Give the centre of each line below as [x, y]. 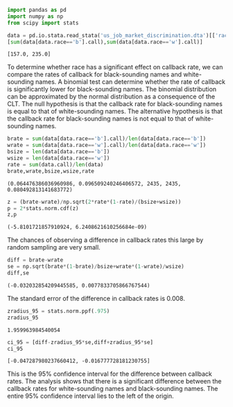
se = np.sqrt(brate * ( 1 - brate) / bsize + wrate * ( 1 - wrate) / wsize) [96, 267]
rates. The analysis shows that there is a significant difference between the [114, 381]
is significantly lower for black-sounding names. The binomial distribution [112, 89]
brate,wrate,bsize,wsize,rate [51, 171]
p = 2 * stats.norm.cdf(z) [43, 208]
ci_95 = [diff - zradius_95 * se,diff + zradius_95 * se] [80, 342]
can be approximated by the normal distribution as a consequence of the [111, 96]
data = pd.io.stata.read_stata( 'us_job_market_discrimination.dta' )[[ [111, 35]
